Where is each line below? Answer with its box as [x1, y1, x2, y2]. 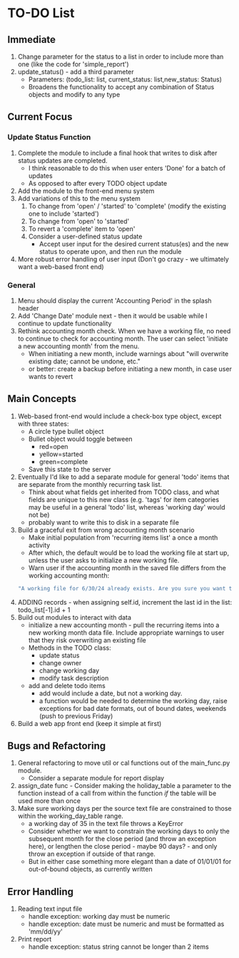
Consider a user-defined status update [28, 232, 143, 241]
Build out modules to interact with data [17, 612, 132, 622]
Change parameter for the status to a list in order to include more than [17, 52, 224, 61]
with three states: [17, 419, 69, 428]
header [17, 303, 39, 312]
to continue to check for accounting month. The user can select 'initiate [17, 334, 228, 343]
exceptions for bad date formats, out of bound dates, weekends [39, 704, 227, 712]
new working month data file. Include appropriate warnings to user [28, 628, 225, 637]
